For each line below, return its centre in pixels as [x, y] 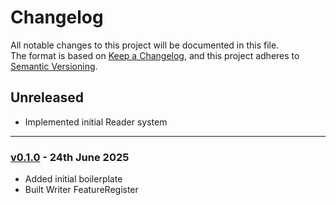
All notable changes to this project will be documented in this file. [145, 45]
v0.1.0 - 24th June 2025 [70, 157]
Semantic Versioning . [54, 66]
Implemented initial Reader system [96, 122]
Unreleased [47, 97]
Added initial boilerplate [73, 179]
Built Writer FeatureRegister [81, 190]
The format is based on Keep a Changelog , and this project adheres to [155, 55]
